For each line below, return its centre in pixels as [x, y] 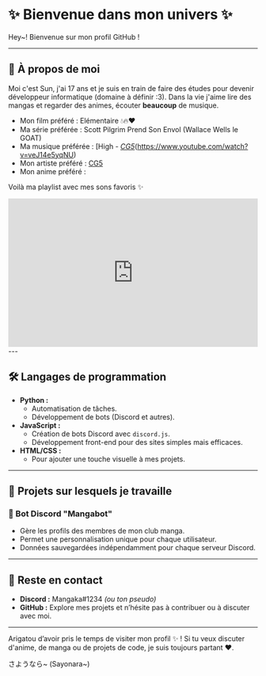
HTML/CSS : [40, 450]
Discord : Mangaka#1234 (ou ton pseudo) [88, 599]
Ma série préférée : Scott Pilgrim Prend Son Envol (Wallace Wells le [129, 129]
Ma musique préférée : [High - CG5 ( [78, 146]
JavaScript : [40, 425]
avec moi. [36, 616]
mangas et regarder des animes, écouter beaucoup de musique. [114, 105]
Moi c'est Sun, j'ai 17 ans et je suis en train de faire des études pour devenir [131, 88]
